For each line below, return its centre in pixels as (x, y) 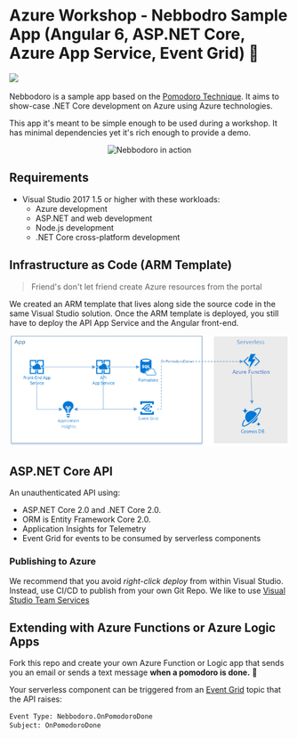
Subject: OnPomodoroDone (55, 726)
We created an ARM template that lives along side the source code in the (142, 304)
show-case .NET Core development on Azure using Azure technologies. (141, 106)
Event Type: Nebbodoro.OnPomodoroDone (81, 717)
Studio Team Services (49, 600)
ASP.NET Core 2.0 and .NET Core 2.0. (92, 510)
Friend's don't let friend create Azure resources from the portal (146, 287)
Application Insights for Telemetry (84, 529)
